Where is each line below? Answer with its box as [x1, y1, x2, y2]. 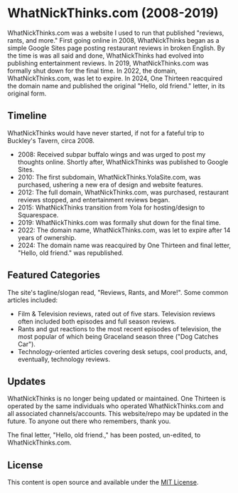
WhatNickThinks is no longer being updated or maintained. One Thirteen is [7, 394, 226, 403]
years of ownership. [17, 233, 77, 242]
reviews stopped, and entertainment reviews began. [17, 195, 171, 204]
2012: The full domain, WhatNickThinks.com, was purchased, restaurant [17, 187, 229, 197]
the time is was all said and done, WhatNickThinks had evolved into [7, 51, 205, 60]
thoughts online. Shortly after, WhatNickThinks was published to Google [17, 157, 229, 166]
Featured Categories [7, 269, 101, 281]
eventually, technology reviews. [17, 355, 111, 363]
